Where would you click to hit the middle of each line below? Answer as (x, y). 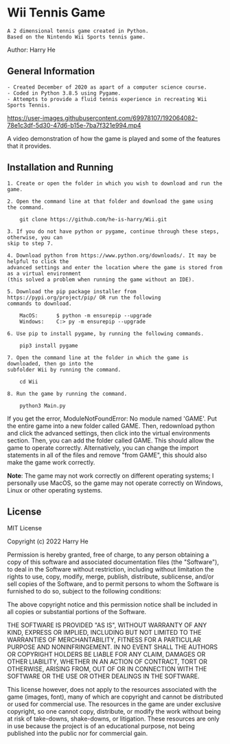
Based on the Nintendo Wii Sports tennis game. (77, 37)
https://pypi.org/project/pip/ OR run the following (84, 297)
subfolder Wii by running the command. (64, 370)
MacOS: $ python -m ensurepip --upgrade (86, 315)
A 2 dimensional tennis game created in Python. (78, 31)
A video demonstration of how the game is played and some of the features (114, 138)
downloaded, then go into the (50, 363)
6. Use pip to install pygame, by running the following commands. (106, 334)
